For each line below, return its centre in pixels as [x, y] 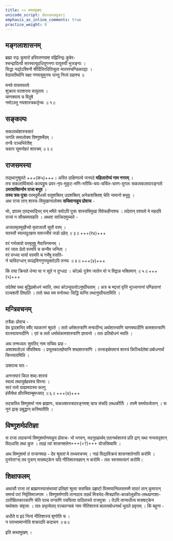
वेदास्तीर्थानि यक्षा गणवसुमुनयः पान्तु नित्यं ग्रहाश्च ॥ [45, 75]
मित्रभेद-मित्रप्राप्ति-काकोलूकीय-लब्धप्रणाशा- [126, 495]
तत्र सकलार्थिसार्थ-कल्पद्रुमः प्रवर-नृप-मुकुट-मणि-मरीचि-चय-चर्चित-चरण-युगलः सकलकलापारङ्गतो [84, 184]
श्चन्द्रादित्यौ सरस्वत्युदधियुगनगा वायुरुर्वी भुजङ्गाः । [46, 64]
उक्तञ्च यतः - [17, 365]
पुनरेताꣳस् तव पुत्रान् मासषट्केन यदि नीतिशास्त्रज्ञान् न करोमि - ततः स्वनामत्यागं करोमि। [74, 460]
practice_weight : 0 [26, 24]
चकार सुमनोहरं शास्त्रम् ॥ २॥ [29, 149]
